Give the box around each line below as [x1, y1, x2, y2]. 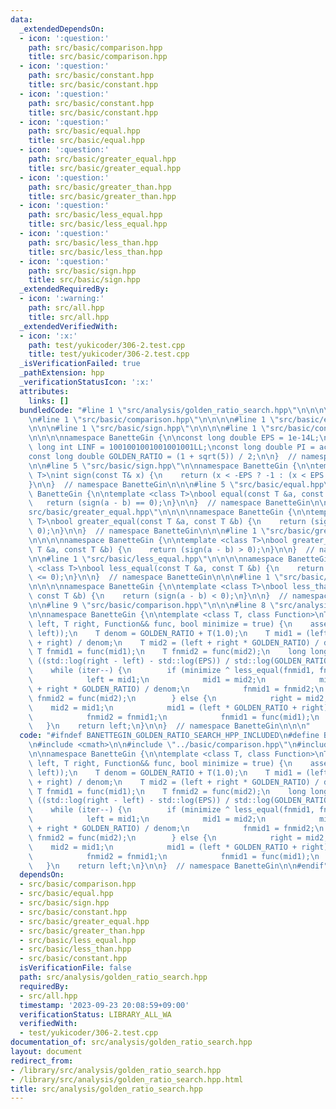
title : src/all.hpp [28, 312, 110, 322]
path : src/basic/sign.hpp [28, 266, 137, 276]
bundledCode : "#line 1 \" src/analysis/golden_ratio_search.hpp [19, 405, 288, 415]
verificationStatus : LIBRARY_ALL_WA [19, 1009, 172, 1020]
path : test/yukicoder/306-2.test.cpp [28, 340, 186, 350]
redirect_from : [10, 1056, 74, 1066]
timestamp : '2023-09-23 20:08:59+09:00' [19, 1000, 190, 1010]
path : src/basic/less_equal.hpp [28, 210, 163, 220]
